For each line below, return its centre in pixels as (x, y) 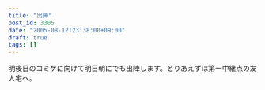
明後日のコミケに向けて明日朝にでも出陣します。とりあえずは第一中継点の (129, 69)
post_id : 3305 (32, 23)
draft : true (28, 37)
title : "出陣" (30, 15)
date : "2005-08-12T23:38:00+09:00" (67, 30)
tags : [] (23, 45)
